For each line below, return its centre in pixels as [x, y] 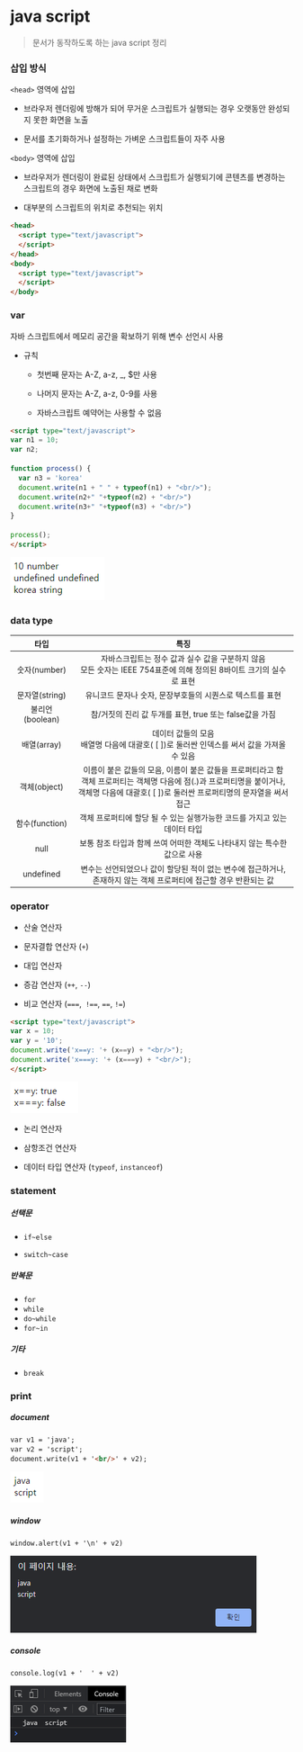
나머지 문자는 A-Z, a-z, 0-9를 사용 [97, 393]
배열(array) [42, 744]
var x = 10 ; [32, 1031]
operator [30, 906]
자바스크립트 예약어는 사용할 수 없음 [99, 412]
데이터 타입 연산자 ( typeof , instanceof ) [93, 1166]
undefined [42, 874]
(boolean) [41, 719]
